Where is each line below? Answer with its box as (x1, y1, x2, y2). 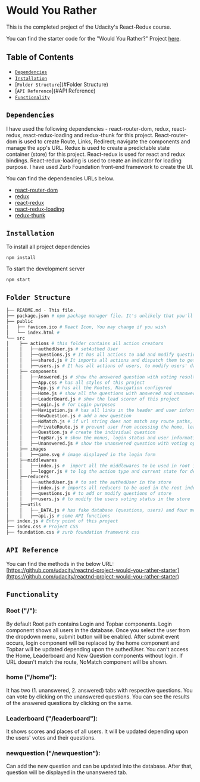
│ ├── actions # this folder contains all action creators (6, 341, 164, 347)
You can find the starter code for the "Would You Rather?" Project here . (6, 35, 182, 42)
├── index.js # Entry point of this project (6, 518, 118, 524)
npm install (6, 255, 36, 261)
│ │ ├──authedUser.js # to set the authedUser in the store (6, 479, 171, 485)
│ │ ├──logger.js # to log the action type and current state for (6, 468, 187, 475)
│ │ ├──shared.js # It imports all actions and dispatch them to (6, 358, 185, 364)
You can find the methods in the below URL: (6, 560, 114, 567)
